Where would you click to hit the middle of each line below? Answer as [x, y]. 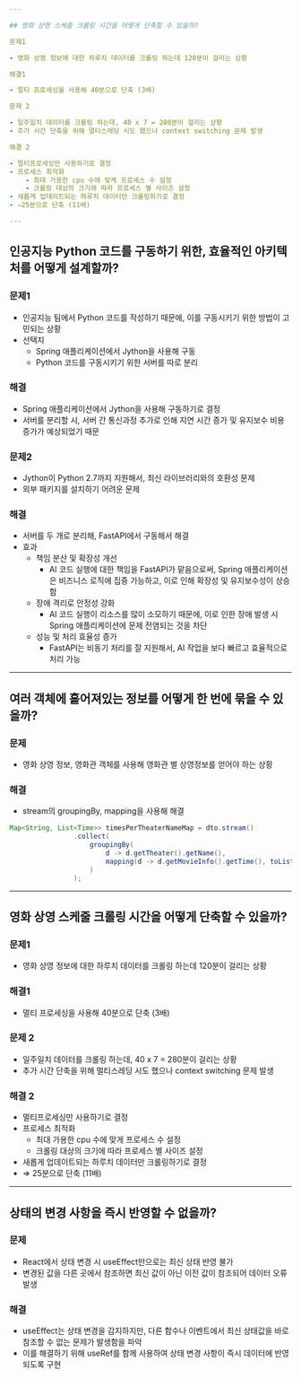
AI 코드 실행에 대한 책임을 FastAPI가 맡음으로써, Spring [146, 570]
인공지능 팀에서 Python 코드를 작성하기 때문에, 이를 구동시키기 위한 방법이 [151, 317]
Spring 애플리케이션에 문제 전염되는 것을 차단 [128, 625]
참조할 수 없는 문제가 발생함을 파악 [82, 1342]
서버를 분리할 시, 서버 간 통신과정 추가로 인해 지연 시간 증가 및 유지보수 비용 [153, 420]
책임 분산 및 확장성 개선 [77, 558]
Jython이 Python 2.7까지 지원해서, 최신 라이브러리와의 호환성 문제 [138, 478]
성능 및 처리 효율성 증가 [77, 637]
